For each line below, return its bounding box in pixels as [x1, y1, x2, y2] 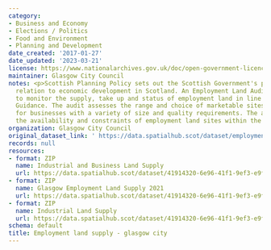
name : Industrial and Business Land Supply [15, 162, 164, 170]
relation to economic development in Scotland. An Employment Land [15, 86, 248, 95]
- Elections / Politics [8, 27, 89, 35]
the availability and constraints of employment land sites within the [15, 117, 262, 125]
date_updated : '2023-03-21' [8, 57, 103, 65]
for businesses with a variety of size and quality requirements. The [15, 110, 258, 118]
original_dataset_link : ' [8, 131, 95, 140]
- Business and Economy [8, 19, 89, 27]
